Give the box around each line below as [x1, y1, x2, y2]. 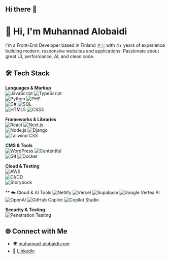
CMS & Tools [5, 142, 33, 149]
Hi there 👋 [5, 5, 37, 14]
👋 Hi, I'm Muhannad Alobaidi [5, 25, 127, 37]
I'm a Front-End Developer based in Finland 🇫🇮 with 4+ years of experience [5, 42, 165, 48]
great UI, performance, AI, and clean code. [5, 53, 95, 60]
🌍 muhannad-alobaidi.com [12, 240, 70, 247]
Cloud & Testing [5, 163, 40, 169]
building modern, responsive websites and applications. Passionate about [5, 48, 159, 54]
